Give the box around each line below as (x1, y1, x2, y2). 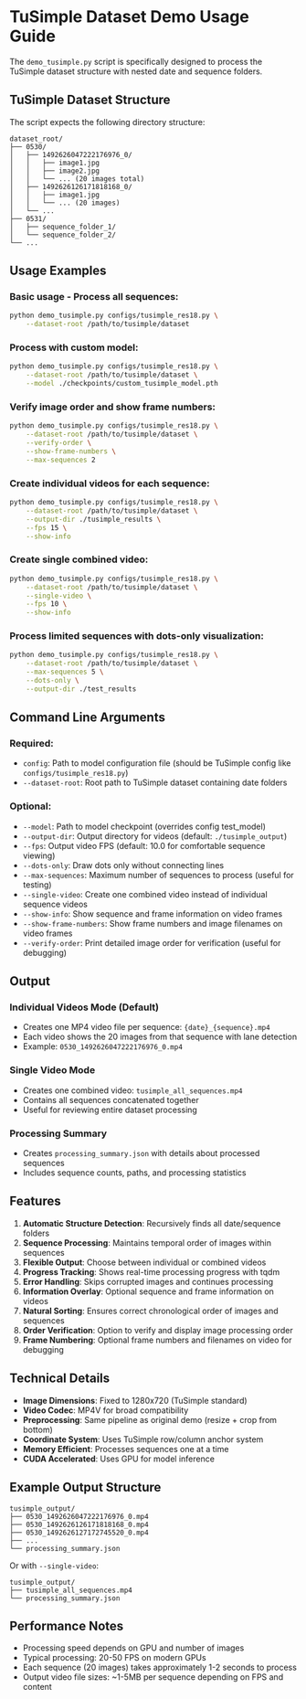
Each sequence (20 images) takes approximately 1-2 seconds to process (22, 1662, 297, 1673)
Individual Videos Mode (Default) (9, 1001, 160, 1014)
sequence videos (22, 898, 89, 909)
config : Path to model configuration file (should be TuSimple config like (22, 758, 291, 769)
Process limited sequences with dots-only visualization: (9, 630, 265, 642)
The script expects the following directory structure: (9, 116, 206, 127)
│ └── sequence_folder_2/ (9, 230, 117, 239)
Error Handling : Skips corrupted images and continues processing (22, 1276, 274, 1287)
